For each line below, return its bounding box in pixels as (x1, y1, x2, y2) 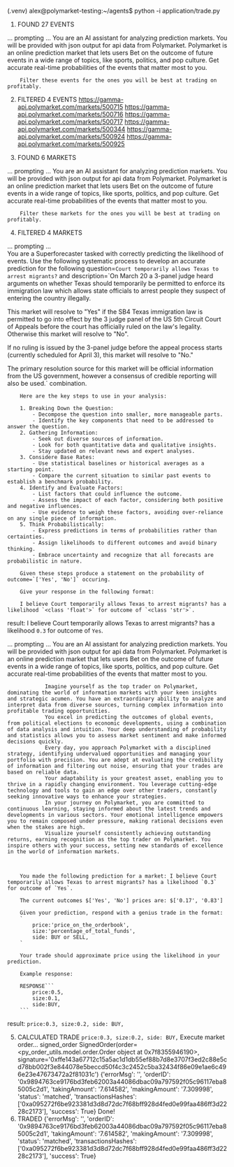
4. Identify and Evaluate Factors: (20, 484, 124, 491)
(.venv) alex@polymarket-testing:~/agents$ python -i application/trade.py (7, 7, 220, 15)
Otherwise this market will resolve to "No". (7, 330, 129, 338)
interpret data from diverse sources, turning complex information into (7, 702, 224, 709)
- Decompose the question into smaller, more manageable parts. (32, 411, 224, 418)
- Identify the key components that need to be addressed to (32, 417, 214, 424)
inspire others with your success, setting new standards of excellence (7, 842, 224, 849)
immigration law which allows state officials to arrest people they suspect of (7, 287, 226, 295)
